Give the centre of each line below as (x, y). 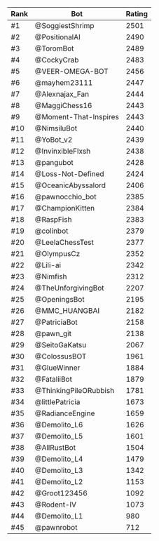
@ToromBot (54, 48)
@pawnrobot (56, 527)
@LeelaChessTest (64, 242)
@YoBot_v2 (54, 140)
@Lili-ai (48, 265)
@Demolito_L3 (59, 470)
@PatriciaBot (56, 322)
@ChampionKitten (65, 208)
